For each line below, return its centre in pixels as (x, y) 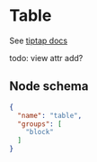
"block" (40, 132)
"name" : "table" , (50, 115)
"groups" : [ (40, 124)
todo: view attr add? (46, 58)
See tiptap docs (39, 40)
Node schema (49, 86)
